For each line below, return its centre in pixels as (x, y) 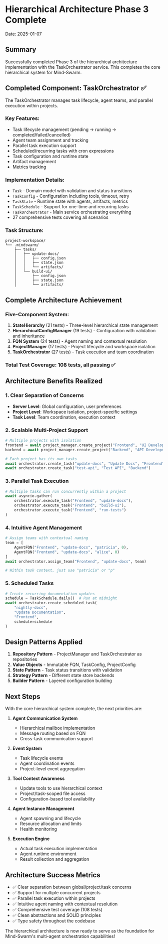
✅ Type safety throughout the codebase (54, 921)
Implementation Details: (35, 180)
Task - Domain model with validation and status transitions (72, 191)
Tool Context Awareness (38, 778)
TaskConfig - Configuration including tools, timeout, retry (71, 196)
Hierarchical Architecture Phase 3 (77, 9)
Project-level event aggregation (52, 769)
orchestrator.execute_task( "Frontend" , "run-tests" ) (70, 510)
